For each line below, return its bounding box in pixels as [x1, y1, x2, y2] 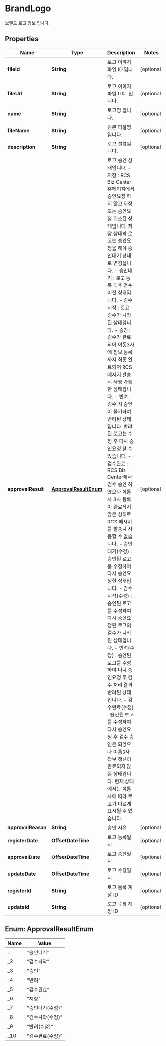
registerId [7, 887, 31, 894]
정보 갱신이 [107, 756, 132, 762]
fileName [7, 127, 30, 134]
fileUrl [7, 90, 23, 96]
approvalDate [7, 854, 41, 860]
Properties [5, 35, 39, 43]
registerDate [7, 837, 38, 844]
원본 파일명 [107, 123, 132, 130]
